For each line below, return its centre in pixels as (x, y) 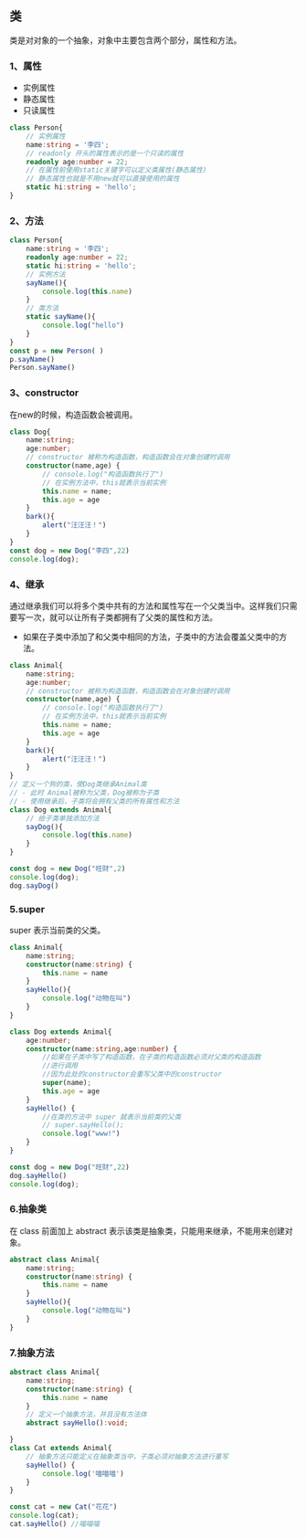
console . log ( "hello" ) (84, 326)
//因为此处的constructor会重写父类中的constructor (132, 1074)
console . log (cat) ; (44, 1516)
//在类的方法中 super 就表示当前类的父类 (112, 1117)
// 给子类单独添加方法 (63, 818)
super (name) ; (67, 1083)
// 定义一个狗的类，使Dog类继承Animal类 (79, 785)
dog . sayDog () (34, 885)
